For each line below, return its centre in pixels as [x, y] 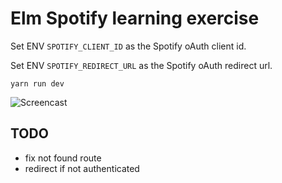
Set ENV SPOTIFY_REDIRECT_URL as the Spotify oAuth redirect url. [141, 65]
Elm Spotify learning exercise [135, 18]
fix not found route [63, 158]
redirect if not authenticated [82, 168]
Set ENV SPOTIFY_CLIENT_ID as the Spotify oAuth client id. [128, 46]
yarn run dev [37, 83]
